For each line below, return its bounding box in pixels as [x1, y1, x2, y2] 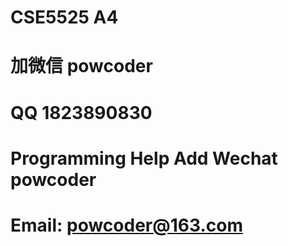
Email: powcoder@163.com [10, 214, 243, 236]
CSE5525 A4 [10, 6, 119, 29]
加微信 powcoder [10, 55, 153, 78]
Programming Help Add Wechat [10, 147, 278, 170]
